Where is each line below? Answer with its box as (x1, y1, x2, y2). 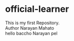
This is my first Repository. (5, 20, 60, 26)
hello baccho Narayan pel (5, 30, 58, 36)
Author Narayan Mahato (5, 25, 55, 31)
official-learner (5, 3, 70, 15)
